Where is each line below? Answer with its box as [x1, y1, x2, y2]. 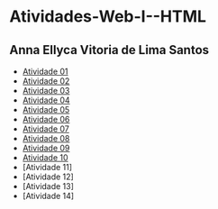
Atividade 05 [22, 104, 70, 114]
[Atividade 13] [22, 181, 75, 191]
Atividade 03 [22, 86, 70, 95]
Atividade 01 [22, 66, 69, 77]
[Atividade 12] [22, 171, 74, 182]
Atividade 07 [22, 123, 69, 134]
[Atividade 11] [22, 162, 73, 172]
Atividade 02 [22, 76, 70, 86]
